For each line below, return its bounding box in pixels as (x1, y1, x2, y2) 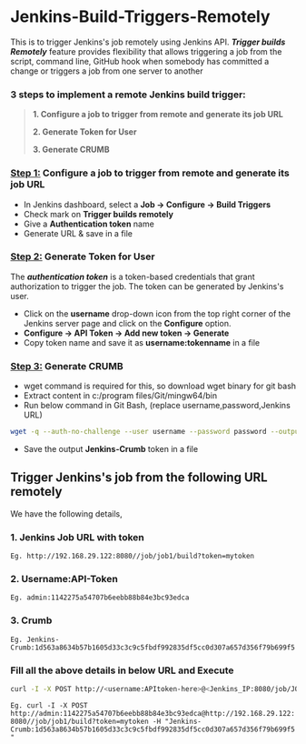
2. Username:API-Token (10, 573, 119, 586)
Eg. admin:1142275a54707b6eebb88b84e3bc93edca (10, 593, 190, 602)
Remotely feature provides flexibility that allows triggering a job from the (10, 45, 282, 56)
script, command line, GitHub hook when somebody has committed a (10, 55, 270, 66)
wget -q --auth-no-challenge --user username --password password (10, 427, 267, 437)
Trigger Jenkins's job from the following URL (10, 470, 268, 486)
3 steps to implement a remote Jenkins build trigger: (10, 88, 246, 101)
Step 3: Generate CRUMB (10, 359, 123, 372)
